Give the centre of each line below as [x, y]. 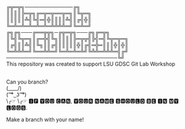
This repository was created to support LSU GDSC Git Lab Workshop [91, 64]
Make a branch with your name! [45, 119]
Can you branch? [27, 82]
